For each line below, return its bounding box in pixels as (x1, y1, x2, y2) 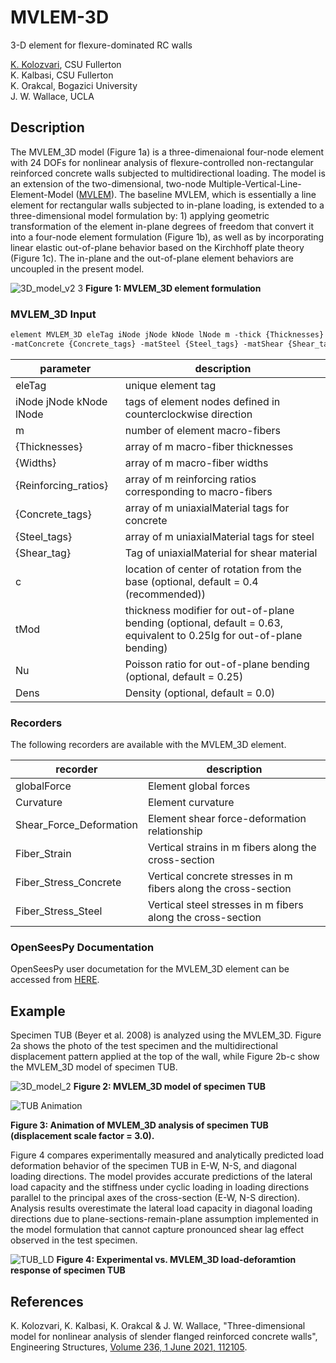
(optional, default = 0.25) (124, 669, 244, 683)
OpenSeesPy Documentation (10, 941, 155, 955)
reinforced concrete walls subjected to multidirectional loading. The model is (10, 167, 326, 179)
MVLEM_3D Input (10, 307, 97, 321)
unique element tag (124, 378, 217, 392)
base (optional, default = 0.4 (124, 574, 259, 588)
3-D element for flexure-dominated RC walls (10, 39, 193, 51)
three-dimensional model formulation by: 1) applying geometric (10, 209, 270, 221)
